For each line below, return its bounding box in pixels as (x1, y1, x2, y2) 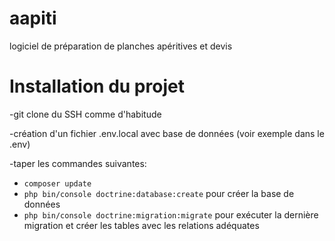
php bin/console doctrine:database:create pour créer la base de (23, 187, 295, 199)
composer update (23, 178, 92, 189)
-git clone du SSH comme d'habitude (9, 108, 162, 120)
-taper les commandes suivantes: (9, 157, 147, 169)
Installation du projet (9, 75, 185, 98)
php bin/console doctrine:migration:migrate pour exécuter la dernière (23, 208, 319, 221)
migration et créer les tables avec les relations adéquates (23, 219, 260, 231)
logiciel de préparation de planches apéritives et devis (9, 40, 233, 52)
